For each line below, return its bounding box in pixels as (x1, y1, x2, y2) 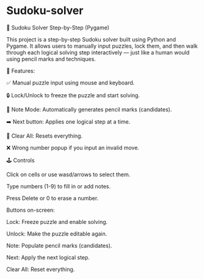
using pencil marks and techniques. (6, 55, 96, 62)
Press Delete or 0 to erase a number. (6, 194, 99, 202)
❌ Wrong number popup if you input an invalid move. (6, 144, 139, 151)
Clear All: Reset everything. (6, 266, 75, 273)
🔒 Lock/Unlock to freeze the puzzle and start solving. (6, 91, 140, 99)
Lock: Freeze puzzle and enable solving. (6, 218, 108, 225)
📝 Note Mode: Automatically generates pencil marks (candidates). (6, 105, 172, 113)
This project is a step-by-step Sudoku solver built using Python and (6, 35, 176, 43)
